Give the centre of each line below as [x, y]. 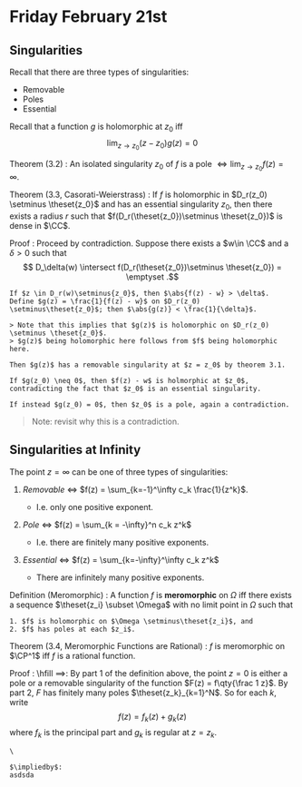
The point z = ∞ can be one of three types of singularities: [119, 472]
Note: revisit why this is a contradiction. [105, 421]
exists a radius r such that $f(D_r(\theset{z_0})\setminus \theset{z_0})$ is [146, 216]
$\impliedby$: [36, 767]
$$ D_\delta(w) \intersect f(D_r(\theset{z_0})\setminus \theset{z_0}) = [152, 267]
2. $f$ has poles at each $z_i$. [73, 629]
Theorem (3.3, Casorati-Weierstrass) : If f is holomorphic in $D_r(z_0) [138, 195]
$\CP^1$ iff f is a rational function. [73, 655]
